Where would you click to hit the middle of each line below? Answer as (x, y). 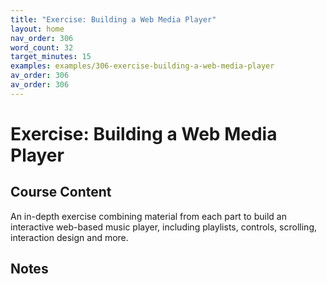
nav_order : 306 (42, 38)
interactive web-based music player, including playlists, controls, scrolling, (163, 227)
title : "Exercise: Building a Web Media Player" (113, 19)
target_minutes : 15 (51, 57)
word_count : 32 (42, 47)
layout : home (37, 29)
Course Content (61, 192)
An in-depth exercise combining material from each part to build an (148, 216)
